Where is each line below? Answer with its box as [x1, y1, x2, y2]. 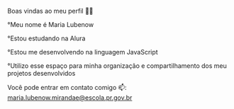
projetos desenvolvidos [7, 69, 76, 77]
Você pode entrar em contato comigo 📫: [7, 84, 127, 91]
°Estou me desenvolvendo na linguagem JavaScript [7, 48, 158, 56]
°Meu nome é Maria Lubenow [7, 21, 94, 28]
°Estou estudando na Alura [7, 34, 86, 42]
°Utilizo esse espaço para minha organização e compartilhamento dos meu [7, 62, 227, 70]
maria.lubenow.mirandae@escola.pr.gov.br [7, 93, 133, 102]
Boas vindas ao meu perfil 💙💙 [7, 7, 94, 15]
